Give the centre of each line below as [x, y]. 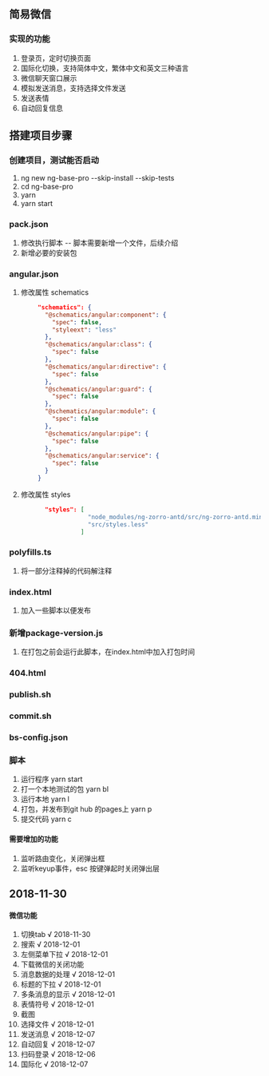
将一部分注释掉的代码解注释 [66, 570]
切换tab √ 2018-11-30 [55, 935]
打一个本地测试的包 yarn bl [65, 789]
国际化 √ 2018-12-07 [54, 1064]
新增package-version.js [56, 633]
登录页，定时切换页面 [55, 58]
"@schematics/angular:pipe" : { [97, 434]
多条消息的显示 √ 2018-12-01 [67, 995]
